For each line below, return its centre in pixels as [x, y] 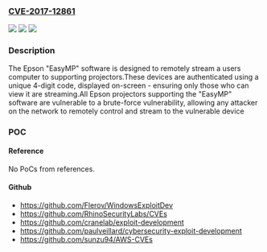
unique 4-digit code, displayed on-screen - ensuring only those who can [129, 85]
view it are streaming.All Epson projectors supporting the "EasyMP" [120, 93]
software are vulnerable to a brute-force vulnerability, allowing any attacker [133, 102]
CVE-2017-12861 [42, 11]
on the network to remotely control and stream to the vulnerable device [126, 111]
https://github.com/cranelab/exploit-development [102, 222]
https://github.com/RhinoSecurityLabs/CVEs [93, 213]
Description [32, 51]
